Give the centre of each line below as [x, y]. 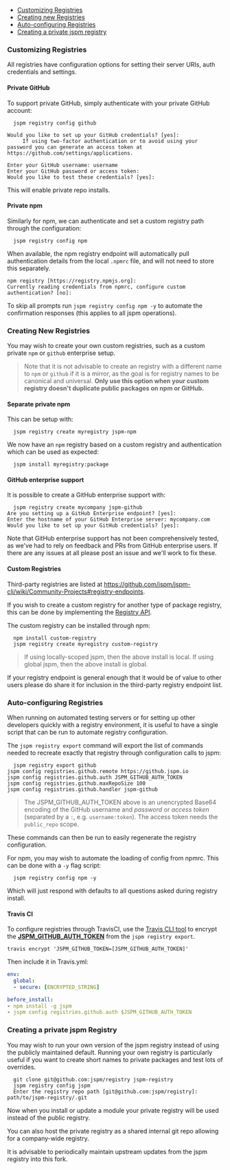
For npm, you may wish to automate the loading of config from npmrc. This [113, 858]
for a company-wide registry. [48, 1138]
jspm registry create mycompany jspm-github [78, 508]
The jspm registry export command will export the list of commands [105, 745]
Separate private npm [39, 404]
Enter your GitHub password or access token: [73, 171]
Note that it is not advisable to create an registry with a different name [123, 366]
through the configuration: [44, 228]
